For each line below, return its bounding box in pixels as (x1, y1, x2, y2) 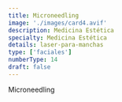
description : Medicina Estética (8, 26, 114, 34)
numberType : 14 (8, 56, 58, 64)
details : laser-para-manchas (8, 41, 104, 49)
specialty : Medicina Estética (8, 33, 108, 42)
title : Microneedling (8, 11, 79, 20)
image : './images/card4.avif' (8, 19, 108, 27)
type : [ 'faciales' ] (8, 48, 72, 56)
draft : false (8, 63, 51, 71)
